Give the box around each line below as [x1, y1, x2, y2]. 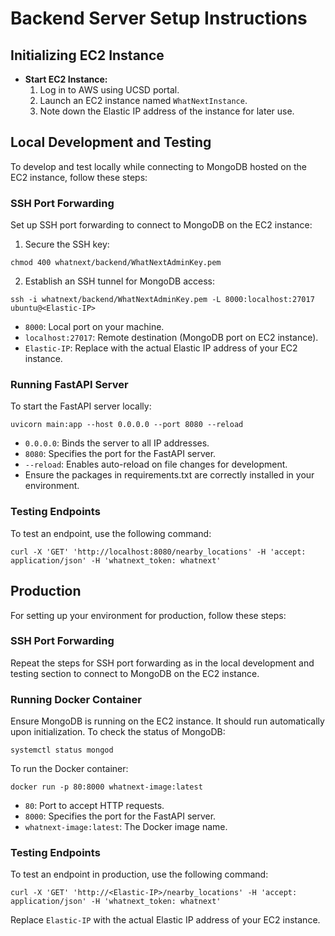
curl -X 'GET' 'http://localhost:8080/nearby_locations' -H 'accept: [10, 547, 307, 557]
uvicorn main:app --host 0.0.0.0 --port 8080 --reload [10, 420, 244, 430]
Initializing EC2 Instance [10, 47, 165, 64]
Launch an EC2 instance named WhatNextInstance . [39, 95, 248, 106]
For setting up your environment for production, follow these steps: [10, 609, 287, 621]
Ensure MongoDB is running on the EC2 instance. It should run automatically [10, 715, 325, 727]
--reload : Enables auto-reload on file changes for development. [24, 458, 288, 471]
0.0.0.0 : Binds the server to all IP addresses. [24, 437, 210, 449]
